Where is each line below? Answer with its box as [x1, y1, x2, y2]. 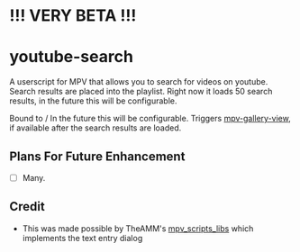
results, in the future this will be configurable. [9, 95, 177, 106]
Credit [9, 199, 45, 214]
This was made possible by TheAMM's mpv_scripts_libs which [22, 222, 254, 234]
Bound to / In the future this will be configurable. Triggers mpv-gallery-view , [9, 113, 291, 124]
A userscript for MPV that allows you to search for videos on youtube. [9, 76, 268, 87]
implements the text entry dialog [22, 232, 143, 243]
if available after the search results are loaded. [9, 122, 182, 133]
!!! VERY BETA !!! [9, 5, 137, 26]
